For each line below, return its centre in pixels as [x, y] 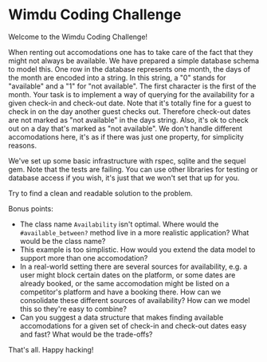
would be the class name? [63, 241]
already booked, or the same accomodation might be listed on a [124, 283]
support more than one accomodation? [84, 258]
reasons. [23, 145]
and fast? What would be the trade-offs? [86, 334]
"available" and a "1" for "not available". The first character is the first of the [132, 86]
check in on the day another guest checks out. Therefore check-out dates [130, 111]
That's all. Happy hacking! [51, 349]
